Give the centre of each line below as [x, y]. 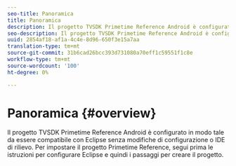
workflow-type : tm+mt [39, 60]
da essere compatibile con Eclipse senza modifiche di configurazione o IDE [116, 140]
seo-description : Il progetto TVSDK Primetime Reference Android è [108, 33]
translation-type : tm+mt [44, 46]
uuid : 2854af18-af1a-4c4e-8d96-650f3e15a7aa [73, 40]
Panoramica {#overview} [82, 113]
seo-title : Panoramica [40, 14]
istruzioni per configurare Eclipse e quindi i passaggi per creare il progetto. [116, 155]
